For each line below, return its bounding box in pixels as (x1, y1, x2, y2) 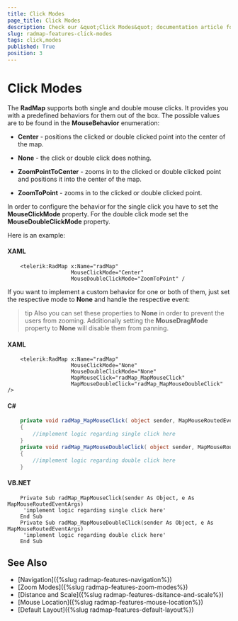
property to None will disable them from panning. (24, 324, 169, 332)
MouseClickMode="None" (70, 362, 138, 369)
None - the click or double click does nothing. (17, 153, 152, 162)
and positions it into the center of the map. (17, 175, 142, 183)
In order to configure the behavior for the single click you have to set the (7, 202, 219, 211)
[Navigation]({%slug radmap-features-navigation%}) (17, 576, 172, 584)
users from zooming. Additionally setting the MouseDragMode (24, 316, 208, 325)
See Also (7, 557, 47, 569)
